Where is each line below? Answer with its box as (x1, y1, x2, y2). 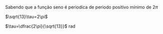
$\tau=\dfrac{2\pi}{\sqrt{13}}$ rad (5, 23, 76, 29)
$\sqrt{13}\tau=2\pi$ (5, 14, 48, 19)
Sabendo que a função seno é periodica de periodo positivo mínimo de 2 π (5, 4, 158, 10)
